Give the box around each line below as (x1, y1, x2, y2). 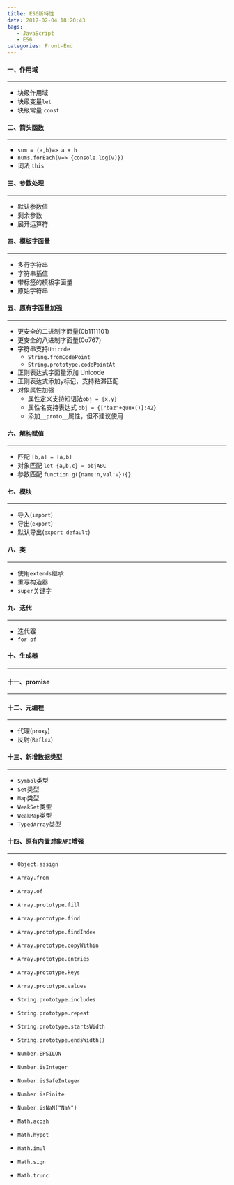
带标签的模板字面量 (17, 277, 73, 286)
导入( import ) (17, 510, 54, 519)
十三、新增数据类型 (7, 753, 63, 761)
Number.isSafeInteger (17, 1077, 80, 1084)
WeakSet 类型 (17, 802, 52, 811)
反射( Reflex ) (17, 735, 54, 744)
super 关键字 (17, 586, 52, 594)
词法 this (17, 161, 45, 170)
